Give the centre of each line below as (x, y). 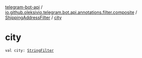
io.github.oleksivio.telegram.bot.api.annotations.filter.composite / (71, 12)
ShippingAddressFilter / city (34, 17)
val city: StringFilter (30, 50)
